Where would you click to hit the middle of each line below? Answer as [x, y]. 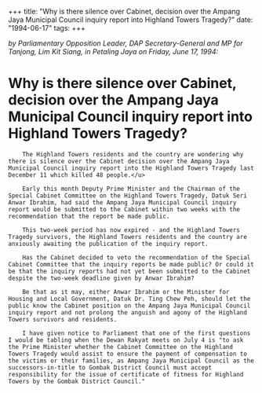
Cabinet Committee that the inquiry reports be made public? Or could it [131, 264]
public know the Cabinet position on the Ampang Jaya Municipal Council [129, 306]
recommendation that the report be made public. [89, 216]
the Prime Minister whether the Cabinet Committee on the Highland [121, 347]
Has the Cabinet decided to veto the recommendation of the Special [136, 257]
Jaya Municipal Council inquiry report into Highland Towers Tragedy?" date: [131, 20]
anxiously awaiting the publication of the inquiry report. [109, 244]
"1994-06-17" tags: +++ [47, 28]
